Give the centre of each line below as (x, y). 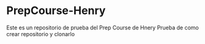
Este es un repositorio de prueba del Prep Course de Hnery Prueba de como (102, 28)
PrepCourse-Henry (56, 11)
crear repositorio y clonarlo (41, 34)
